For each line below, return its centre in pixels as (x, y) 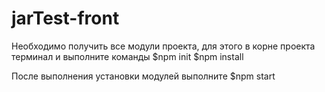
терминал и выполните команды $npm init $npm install (127, 56)
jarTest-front (65, 18)
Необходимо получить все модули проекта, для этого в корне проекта (163, 46)
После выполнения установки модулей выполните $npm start (143, 76)
